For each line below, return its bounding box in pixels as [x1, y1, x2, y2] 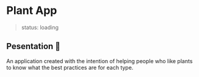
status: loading [21, 24, 59, 31]
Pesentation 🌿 [6, 41, 61, 52]
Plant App [6, 4, 57, 18]
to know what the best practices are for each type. [6, 64, 134, 71]
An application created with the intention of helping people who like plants [6, 57, 193, 64]
